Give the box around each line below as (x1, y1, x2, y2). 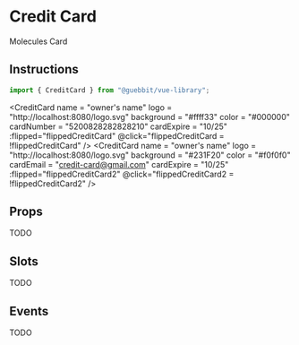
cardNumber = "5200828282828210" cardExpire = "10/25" (9, 121, 228, 132)
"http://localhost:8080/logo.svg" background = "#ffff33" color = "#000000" (9, 111, 291, 122)
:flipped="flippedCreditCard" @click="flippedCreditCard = (9, 130, 226, 141)
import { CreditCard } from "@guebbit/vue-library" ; (9, 85, 210, 95)
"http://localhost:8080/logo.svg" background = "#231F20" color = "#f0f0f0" (9, 150, 291, 160)
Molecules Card (9, 36, 68, 47)
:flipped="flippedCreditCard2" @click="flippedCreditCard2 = (9, 168, 235, 179)
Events (9, 303, 49, 319)
